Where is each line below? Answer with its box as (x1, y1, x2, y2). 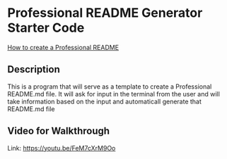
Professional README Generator (7, 5, 203, 21)
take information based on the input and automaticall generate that (7, 97, 202, 106)
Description (7, 63, 60, 75)
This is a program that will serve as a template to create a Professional (7, 82, 212, 91)
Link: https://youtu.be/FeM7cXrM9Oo (7, 144, 116, 152)
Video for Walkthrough (7, 125, 110, 137)
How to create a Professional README (7, 43, 119, 51)
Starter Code (7, 20, 85, 36)
